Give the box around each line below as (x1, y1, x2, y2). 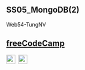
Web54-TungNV (6, 21, 46, 28)
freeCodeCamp (6, 39, 65, 49)
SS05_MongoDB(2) (6, 5, 80, 15)
